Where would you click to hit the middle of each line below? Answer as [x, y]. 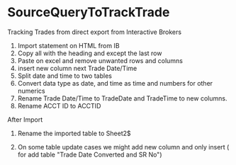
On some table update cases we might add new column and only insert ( [123, 147]
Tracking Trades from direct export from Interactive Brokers [95, 32]
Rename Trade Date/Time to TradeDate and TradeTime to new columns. [122, 98]
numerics [31, 91]
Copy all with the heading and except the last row [90, 53]
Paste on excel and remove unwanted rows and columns [100, 60]
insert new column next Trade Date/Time [77, 68]
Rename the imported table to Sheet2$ [74, 133]
